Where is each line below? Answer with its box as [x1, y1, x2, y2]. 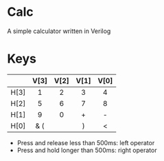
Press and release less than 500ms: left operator [16, 138, 155, 147]
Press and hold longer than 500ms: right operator [16, 146, 157, 154]
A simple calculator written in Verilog [7, 27, 111, 35]
